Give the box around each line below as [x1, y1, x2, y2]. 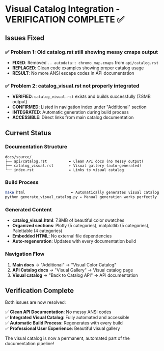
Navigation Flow [5, 251, 45, 258]
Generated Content [5, 206, 52, 213]
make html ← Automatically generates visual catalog [5, 190, 160, 195]
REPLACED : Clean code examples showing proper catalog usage [12, 65, 144, 71]
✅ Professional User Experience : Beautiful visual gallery [5, 325, 120, 331]
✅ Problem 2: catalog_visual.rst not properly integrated [5, 82, 139, 89]
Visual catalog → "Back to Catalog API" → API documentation [12, 272, 138, 278]
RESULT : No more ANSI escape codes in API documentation [12, 70, 135, 76]
